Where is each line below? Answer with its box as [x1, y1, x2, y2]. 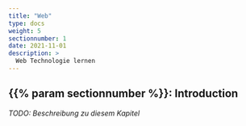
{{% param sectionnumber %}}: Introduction [8, 86, 239, 101]
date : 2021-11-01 [8, 42, 67, 50]
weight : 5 [8, 27, 42, 35]
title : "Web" [8, 11, 52, 20]
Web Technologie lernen [15, 57, 95, 65]
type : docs [8, 19, 45, 27]
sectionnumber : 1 [8, 34, 67, 43]
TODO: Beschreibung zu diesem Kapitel [8, 108, 140, 118]
